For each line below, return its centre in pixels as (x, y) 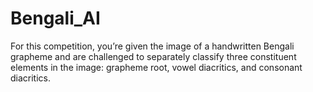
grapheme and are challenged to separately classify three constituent (153, 56)
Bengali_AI (55, 18)
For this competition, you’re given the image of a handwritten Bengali (152, 46)
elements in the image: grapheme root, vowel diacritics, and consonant (156, 67)
